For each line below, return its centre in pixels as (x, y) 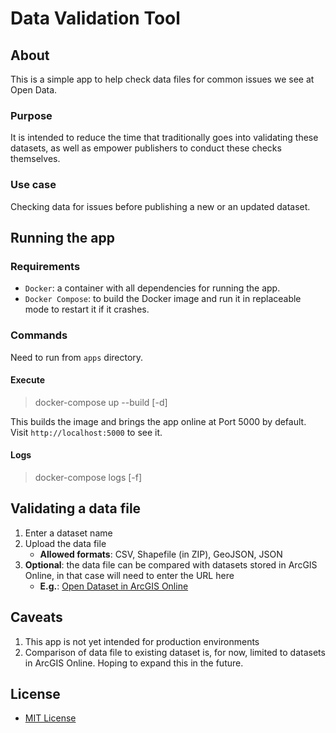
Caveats (36, 617)
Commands (39, 335)
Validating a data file (76, 508)
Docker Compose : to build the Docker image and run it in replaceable (163, 299)
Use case (33, 185)
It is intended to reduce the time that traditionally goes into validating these (164, 138)
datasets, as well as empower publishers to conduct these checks (146, 148)
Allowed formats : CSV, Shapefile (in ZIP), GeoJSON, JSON (161, 554)
